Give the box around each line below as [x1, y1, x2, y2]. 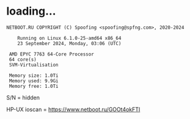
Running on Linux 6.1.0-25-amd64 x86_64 [17, 35, 122, 41]
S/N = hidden [6, 93, 40, 101]
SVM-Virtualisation [9, 62, 59, 68]
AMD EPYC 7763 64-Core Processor [9, 51, 95, 57]
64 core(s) [9, 56, 37, 62]
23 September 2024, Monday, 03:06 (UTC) [17, 40, 122, 46]
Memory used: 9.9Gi [9, 78, 59, 84]
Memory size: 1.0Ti [9, 72, 59, 79]
